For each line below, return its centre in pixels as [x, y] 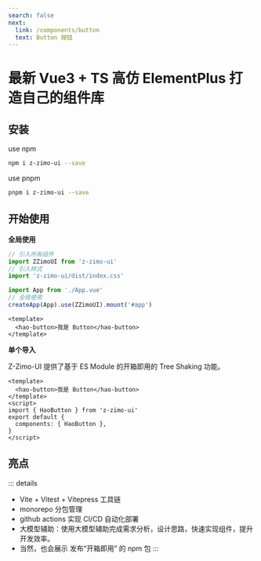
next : [17, 23]
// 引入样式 [25, 269]
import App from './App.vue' [56, 290]
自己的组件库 [63, 98]
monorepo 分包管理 [51, 509]
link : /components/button [58, 30]
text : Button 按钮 [44, 37]
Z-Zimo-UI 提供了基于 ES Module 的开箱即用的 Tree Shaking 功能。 [116, 366]
